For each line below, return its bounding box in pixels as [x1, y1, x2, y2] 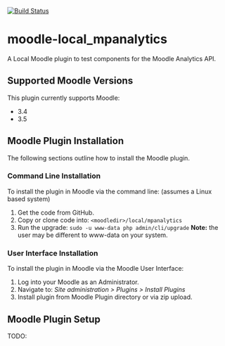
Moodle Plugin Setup [7, 313, 101, 325]
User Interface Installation [7, 248, 98, 258]
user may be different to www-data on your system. [17, 231, 168, 239]
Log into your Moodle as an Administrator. [17, 278, 139, 286]
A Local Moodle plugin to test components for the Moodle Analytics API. [7, 54, 217, 63]
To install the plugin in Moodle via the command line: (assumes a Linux [7, 187, 212, 196]
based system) [7, 194, 51, 203]
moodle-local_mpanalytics [7, 32, 167, 47]
